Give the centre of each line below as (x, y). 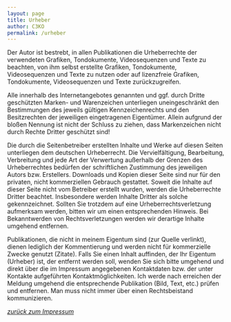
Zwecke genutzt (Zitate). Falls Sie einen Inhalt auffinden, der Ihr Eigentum (111, 254)
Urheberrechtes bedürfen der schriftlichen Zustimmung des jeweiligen (107, 167)
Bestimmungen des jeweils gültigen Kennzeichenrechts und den (98, 110)
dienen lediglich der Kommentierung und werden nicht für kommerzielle (109, 247)
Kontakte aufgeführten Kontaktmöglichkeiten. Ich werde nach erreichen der (114, 276)
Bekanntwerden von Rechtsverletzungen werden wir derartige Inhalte (106, 219)
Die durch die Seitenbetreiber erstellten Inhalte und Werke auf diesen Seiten (115, 145)
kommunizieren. (30, 299)
